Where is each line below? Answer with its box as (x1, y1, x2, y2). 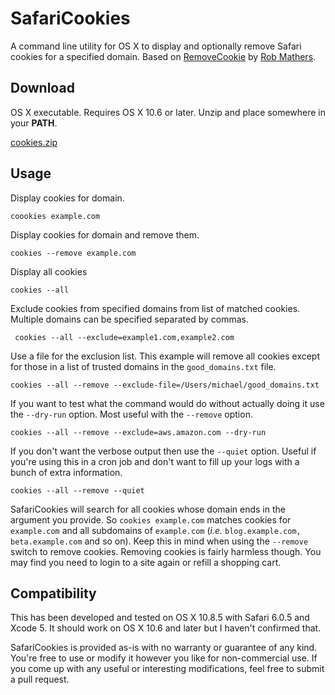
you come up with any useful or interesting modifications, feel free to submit (10, 663, 325, 675)
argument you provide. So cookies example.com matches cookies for (10, 513, 292, 526)
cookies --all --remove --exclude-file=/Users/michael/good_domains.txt (10, 380, 320, 390)
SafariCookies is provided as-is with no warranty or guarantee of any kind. (10, 642, 318, 654)
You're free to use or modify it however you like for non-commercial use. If (10, 652, 318, 664)
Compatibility (10, 585, 97, 602)
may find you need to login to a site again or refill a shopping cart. (10, 556, 282, 568)
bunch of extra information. (10, 466, 123, 478)
